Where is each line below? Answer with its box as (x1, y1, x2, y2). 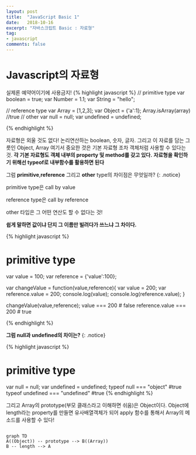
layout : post (6, 8, 38, 15)
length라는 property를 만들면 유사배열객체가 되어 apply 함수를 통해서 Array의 (6, 409, 184, 416)
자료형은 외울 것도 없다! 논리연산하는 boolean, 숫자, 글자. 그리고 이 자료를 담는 (6, 136, 184, 144)
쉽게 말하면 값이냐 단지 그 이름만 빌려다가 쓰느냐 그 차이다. (6, 221, 137, 228)
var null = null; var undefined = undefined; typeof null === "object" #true (6, 383, 182, 390)
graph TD (6, 433, 27, 439)
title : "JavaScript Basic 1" (6, 14, 80, 20)
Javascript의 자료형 (6, 69, 99, 82)
